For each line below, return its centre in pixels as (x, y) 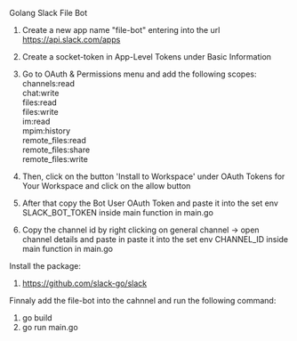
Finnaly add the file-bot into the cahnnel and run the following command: (143, 300)
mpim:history (46, 131)
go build (37, 318)
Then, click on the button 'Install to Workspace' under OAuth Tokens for (153, 176)
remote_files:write (55, 159)
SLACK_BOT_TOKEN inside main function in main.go (117, 212)
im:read (36, 121)
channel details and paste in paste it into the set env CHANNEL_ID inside (155, 239)
